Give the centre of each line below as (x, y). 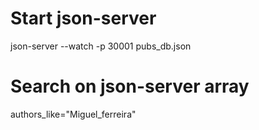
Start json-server (83, 18)
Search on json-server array (130, 86)
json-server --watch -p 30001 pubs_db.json (101, 46)
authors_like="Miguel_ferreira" (73, 114)
